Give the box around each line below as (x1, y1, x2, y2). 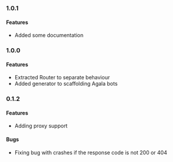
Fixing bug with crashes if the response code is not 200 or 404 (14, 148, 167, 156)
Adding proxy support (14, 122, 68, 130)
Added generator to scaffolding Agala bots (14, 80, 118, 87)
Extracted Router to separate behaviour (14, 74, 110, 81)
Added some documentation (14, 32, 84, 39)
